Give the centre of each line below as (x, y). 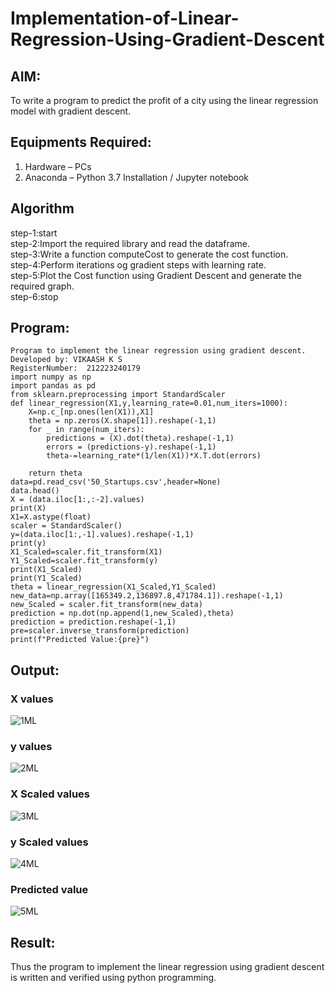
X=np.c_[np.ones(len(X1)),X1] (91, 412)
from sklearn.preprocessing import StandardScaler (118, 395)
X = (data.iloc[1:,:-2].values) (77, 500)
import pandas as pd (53, 386)
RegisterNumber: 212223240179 (75, 368)
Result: (33, 942)
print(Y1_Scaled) (46, 578)
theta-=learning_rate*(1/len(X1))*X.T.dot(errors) (154, 456)
